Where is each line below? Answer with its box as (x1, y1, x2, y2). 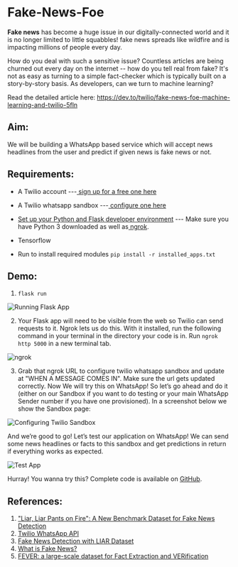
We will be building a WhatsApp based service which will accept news (7, 140, 213, 148)
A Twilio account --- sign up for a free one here (17, 187, 157, 195)
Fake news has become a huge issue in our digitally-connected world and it (7, 28, 229, 36)
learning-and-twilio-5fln (7, 100, 78, 109)
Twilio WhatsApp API (17, 529, 80, 538)
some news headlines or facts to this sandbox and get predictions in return (7, 440, 227, 448)
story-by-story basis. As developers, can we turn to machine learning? (7, 79, 214, 87)
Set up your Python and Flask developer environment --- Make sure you (17, 215, 229, 223)
